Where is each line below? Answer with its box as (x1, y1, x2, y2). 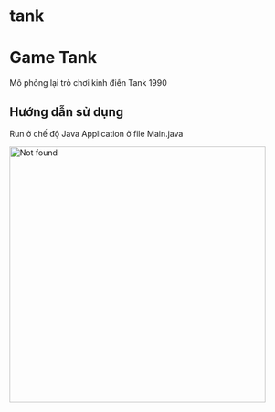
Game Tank (9, 48, 98, 69)
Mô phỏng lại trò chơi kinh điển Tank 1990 (9, 78, 167, 89)
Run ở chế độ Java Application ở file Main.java (9, 128, 184, 139)
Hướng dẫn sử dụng (9, 104, 124, 120)
